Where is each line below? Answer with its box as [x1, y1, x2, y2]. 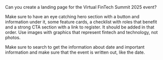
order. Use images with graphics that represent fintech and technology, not [5, 30, 158, 35]
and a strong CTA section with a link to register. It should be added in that [5, 24, 155, 30]
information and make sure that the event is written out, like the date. [5, 49, 145, 55]
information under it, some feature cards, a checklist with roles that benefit [5, 19, 157, 25]
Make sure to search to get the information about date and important [5, 44, 145, 50]
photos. [5, 34, 21, 40]
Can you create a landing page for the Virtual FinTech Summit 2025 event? [5, 4, 157, 10]
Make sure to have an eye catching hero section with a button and [5, 14, 140, 19]
